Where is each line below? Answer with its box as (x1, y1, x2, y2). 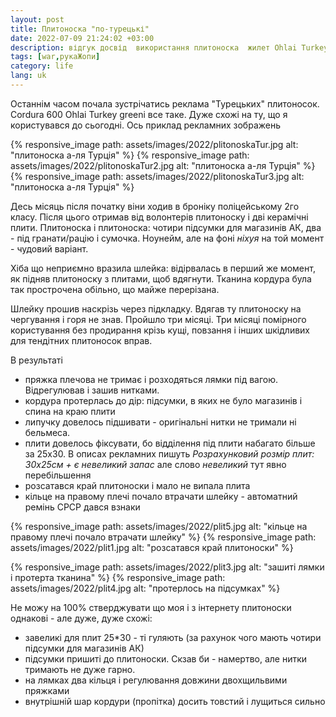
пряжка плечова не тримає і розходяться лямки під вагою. (24, 373, 279, 385)
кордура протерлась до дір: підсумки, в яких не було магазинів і (24, 394, 303, 406)
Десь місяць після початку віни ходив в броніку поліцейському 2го (10, 200, 300, 212)
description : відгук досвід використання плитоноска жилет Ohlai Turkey (10, 42, 329, 53)
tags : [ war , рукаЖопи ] (10, 52, 101, 62)
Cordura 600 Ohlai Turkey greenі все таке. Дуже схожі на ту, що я (10, 108, 288, 120)
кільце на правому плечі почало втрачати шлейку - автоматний (24, 490, 298, 502)
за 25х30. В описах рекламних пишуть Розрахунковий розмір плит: (24, 447, 315, 460)
